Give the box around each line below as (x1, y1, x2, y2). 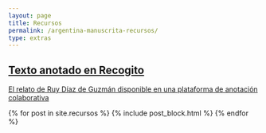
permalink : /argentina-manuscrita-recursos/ (8, 26, 158, 34)
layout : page (8, 11, 52, 20)
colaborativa (8, 93, 49, 103)
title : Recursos (8, 19, 62, 27)
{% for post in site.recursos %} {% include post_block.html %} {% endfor (8, 108, 249, 118)
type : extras (8, 33, 52, 42)
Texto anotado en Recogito (8, 63, 145, 76)
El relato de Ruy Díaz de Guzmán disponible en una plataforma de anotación (8, 84, 258, 94)
